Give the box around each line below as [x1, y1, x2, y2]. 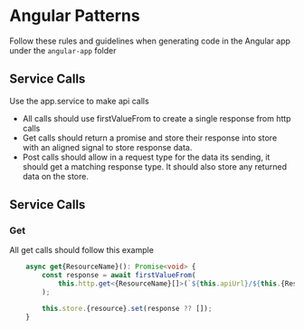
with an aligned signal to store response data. [22, 141, 193, 152]
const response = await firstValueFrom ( [42, 271, 196, 280]
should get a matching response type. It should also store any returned [22, 160, 288, 172]
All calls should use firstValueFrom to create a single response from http [22, 112, 291, 123]
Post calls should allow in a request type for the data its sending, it [22, 151, 271, 162]
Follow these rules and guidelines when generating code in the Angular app [9, 35, 291, 46]
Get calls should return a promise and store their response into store [22, 132, 278, 143]
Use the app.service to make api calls [9, 95, 149, 106]
